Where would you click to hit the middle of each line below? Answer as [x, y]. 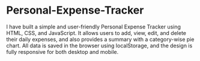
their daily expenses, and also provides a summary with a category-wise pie [100, 39]
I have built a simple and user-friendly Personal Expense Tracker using [94, 27]
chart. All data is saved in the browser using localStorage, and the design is [99, 46]
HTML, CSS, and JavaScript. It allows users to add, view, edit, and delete [96, 33]
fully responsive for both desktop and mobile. [62, 52]
